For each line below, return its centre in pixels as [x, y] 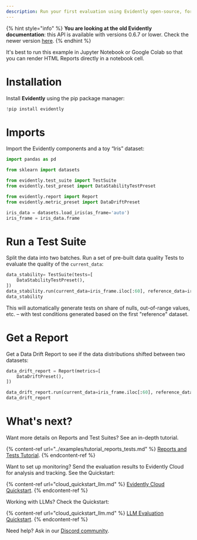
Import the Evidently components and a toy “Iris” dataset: [75, 149]
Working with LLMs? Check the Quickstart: [58, 501]
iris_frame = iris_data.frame [43, 218]
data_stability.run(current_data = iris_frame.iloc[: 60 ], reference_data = [97, 291]
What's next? [39, 421]
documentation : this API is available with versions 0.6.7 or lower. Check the [98, 34]
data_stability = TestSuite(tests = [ [50, 275]
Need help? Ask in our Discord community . [58, 531]
